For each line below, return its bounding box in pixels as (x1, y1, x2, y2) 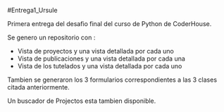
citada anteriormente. (7, 83, 70, 91)
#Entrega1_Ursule (7, 6, 58, 14)
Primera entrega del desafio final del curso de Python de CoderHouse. (7, 20, 212, 27)
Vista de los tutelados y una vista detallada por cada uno (17, 62, 182, 70)
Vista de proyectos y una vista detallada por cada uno (17, 47, 175, 55)
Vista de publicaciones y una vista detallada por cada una (17, 54, 185, 63)
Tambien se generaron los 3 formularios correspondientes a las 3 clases (7, 75, 217, 84)
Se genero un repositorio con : (7, 33, 96, 42)
